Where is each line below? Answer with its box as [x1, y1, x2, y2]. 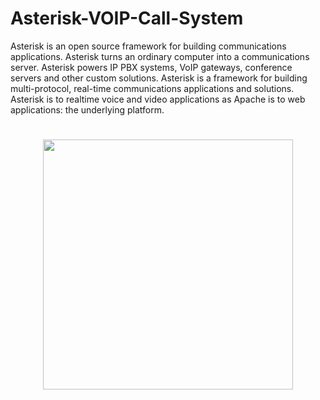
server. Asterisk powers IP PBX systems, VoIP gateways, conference [10, 61, 293, 73]
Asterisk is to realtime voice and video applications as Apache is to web [10, 93, 306, 105]
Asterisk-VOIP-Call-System [10, 7, 244, 30]
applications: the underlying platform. [10, 103, 165, 116]
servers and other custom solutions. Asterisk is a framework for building [10, 72, 308, 84]
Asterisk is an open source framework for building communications [10, 40, 287, 52]
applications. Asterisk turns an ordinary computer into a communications [10, 50, 310, 62]
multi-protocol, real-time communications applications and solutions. [10, 82, 295, 94]
